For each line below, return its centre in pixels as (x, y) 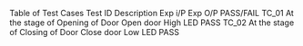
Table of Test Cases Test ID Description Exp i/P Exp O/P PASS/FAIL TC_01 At (151, 13)
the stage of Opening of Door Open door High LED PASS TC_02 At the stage (152, 23)
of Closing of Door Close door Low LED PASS (95, 32)
